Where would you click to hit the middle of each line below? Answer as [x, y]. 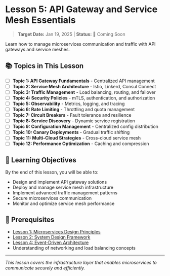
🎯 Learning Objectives [41, 160]
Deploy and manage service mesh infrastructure [63, 187]
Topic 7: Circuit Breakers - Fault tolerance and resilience [72, 115]
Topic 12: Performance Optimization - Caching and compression [81, 144]
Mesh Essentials [40, 20]
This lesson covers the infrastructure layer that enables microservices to [81, 263]
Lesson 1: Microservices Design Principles [56, 232]
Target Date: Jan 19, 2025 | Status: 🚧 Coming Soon [71, 34]
